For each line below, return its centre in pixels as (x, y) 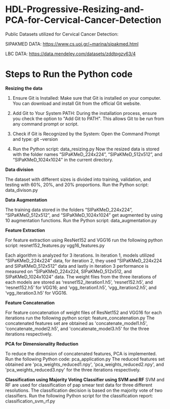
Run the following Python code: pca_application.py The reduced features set (85, 359)
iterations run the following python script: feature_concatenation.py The (80, 318)
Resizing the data (24, 88)
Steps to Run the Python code (69, 74)
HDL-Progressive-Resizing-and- (75, 9)
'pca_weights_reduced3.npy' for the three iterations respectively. (73, 370)
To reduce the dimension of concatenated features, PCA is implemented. (81, 353)
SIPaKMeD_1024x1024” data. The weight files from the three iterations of (81, 276)
